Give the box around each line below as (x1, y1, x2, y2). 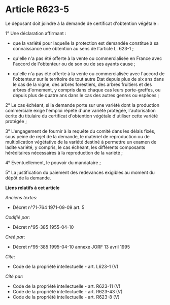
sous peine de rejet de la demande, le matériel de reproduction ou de (5, 133, 150, 139)
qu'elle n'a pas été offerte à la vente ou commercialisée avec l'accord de (12, 70, 165, 77)
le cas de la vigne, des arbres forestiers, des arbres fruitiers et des (12, 81, 152, 87)
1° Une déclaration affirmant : (5, 30, 66, 36)
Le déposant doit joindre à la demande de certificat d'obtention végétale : (5, 20, 159, 26)
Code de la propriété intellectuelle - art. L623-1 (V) (12, 263, 119, 269)
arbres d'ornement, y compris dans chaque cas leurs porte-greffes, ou (12, 86, 161, 93)
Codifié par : (5, 214, 30, 220)
